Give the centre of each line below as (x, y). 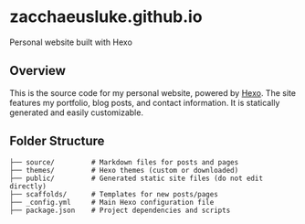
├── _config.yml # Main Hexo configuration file (112, 202)
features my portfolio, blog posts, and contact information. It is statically (145, 102)
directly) (28, 186)
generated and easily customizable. (77, 112)
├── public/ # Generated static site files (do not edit (136, 178)
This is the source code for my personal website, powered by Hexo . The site (153, 92)
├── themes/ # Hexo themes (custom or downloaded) (124, 170)
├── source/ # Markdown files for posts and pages (124, 162)
